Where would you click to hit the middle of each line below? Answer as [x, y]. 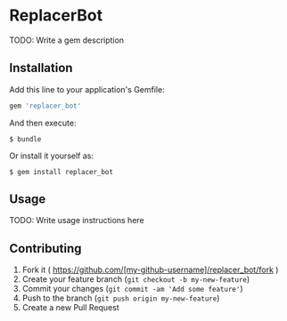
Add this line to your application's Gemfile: [87, 89]
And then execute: [43, 123]
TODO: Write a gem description [67, 40]
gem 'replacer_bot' [45, 106]
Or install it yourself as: [51, 156]
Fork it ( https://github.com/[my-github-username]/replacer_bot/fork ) [150, 270]
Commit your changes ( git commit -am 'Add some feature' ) [132, 289]
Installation [41, 68]
